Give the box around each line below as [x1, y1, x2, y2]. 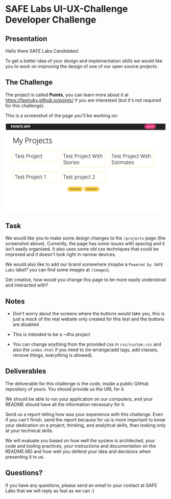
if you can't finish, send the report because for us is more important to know [5, 417, 166, 423]
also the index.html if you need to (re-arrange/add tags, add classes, [12, 346, 159, 353]
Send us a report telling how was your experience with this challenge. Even [5, 411, 163, 417]
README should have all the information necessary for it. [5, 401, 126, 407]
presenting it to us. [5, 453, 45, 460]
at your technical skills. [5, 427, 54, 433]
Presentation [5, 34, 47, 43]
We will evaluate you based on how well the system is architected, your [5, 437, 155, 443]
